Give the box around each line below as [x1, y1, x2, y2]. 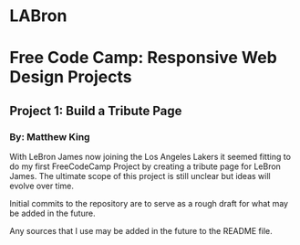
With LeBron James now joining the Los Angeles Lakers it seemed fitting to [9, 152, 292, 163]
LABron [9, 5, 67, 27]
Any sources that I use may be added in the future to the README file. [9, 226, 273, 237]
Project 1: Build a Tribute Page [9, 102, 182, 119]
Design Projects [9, 67, 132, 88]
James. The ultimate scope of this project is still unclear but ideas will [9, 171, 271, 182]
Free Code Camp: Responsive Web [9, 48, 278, 69]
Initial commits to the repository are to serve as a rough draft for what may [9, 198, 289, 209]
